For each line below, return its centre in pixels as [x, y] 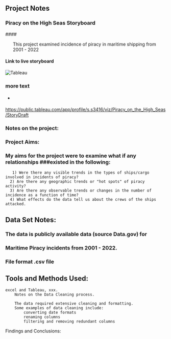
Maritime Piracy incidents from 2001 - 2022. [61, 248]
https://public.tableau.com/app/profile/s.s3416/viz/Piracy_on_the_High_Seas [86, 110]
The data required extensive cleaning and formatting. [74, 304]
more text [17, 86]
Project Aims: [22, 142]
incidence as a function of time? [42, 195]
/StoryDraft [17, 115]
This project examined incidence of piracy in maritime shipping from [84, 44]
